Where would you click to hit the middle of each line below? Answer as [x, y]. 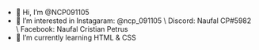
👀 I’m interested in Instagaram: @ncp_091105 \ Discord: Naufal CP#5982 [133, 21]
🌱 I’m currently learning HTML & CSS [76, 37]
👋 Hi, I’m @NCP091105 [52, 12]
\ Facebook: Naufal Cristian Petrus [72, 29]
